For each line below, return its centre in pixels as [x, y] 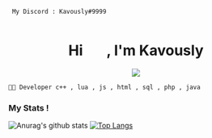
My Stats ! [29, 107]
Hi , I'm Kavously [136, 50]
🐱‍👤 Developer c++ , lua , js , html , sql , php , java [104, 87]
